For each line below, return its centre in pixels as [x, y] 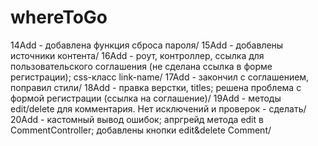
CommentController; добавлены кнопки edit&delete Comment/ [141, 130]
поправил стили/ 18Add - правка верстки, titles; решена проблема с [156, 87]
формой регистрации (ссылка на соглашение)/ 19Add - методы [146, 98]
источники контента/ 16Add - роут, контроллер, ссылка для [137, 55]
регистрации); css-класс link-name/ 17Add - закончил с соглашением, [160, 77]
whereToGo [59, 17]
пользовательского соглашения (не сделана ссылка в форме [141, 66]
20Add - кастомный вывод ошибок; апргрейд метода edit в [137, 119]
